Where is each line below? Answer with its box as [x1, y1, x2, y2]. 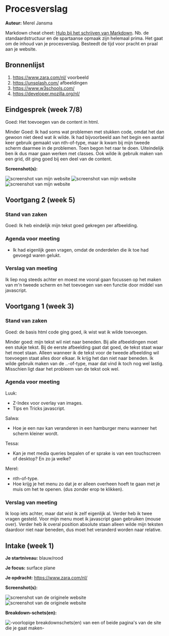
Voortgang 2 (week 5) [5, 196, 76, 204]
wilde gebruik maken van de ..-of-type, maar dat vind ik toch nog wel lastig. [5, 360, 164, 367]
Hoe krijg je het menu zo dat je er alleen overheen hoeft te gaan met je [12, 481, 160, 487]
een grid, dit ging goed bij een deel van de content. [5, 156, 113, 162]
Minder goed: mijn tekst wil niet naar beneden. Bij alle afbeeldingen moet [5, 339, 158, 345]
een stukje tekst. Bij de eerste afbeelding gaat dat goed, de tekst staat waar [5, 344, 163, 350]
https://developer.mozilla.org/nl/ [12, 90, 80, 97]
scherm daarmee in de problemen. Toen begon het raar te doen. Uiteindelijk [5, 145, 164, 151]
